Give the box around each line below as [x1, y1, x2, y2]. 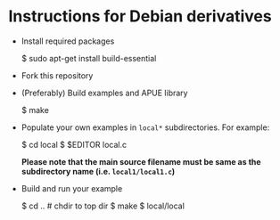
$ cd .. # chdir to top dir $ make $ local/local [21, 200, 185, 211]
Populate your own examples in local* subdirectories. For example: [21, 122, 270, 133]
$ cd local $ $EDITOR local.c [21, 139, 127, 150]
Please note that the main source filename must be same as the [21, 156, 261, 167]
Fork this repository [21, 69, 94, 81]
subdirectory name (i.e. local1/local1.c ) [21, 166, 176, 176]
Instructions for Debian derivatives [8, 6, 273, 27]
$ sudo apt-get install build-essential [21, 53, 157, 63]
